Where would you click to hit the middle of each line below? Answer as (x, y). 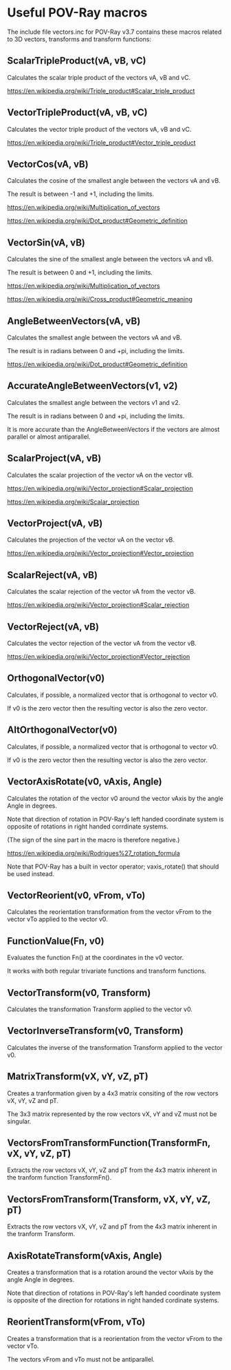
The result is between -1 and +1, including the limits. (81, 194)
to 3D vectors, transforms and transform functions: (79, 39)
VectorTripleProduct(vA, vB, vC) (77, 113)
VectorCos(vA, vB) (48, 164)
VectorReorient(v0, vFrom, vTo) (76, 895)
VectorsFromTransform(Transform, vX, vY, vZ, (109, 1199)
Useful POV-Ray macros (77, 13)
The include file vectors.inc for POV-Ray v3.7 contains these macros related (114, 32)
